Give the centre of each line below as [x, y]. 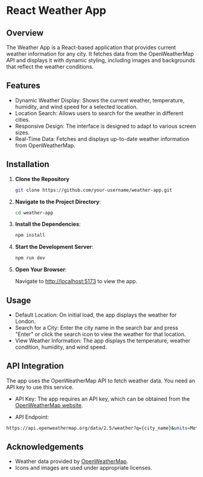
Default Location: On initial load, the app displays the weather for [96, 315]
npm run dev [30, 258]
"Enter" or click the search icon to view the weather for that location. [100, 334]
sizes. [22, 132]
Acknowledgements [45, 447]
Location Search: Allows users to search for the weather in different [99, 113]
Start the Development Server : [54, 247]
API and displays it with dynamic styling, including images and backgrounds [101, 60]
